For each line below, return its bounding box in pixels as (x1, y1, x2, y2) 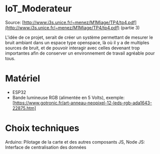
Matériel (5, 73, 41, 84)
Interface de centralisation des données (5, 144, 87, 150)
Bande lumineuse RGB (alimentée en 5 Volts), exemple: (12, 94, 125, 100)
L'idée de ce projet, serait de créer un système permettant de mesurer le (5, 34, 154, 40)
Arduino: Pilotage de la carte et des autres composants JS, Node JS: (5, 139, 145, 145)
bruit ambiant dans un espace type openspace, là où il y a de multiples (5, 39, 150, 45)
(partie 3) (120, 24, 140, 30)
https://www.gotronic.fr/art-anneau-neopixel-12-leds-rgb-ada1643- (14, 100, 152, 106)
